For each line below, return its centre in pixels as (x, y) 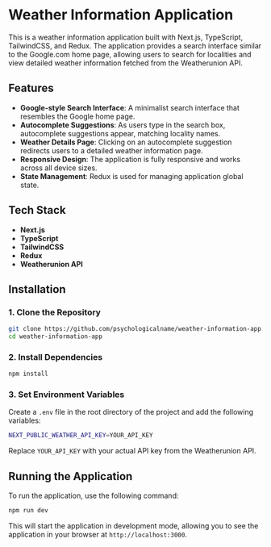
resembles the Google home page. (77, 116)
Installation (37, 289)
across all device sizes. (59, 168)
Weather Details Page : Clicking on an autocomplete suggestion (126, 142)
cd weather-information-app (56, 336)
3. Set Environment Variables (67, 395)
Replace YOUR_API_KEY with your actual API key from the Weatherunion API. (132, 451)
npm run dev (28, 511)
